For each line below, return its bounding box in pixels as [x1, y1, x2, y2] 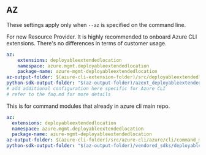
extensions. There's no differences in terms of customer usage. [6, 39, 167, 47]
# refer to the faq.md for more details [6, 91, 112, 97]
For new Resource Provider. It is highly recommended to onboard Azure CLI [6, 33, 197, 40]
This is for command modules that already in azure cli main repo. [6, 102, 170, 110]
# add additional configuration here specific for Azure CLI [6, 86, 166, 92]
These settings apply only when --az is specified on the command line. [6, 21, 186, 28]
